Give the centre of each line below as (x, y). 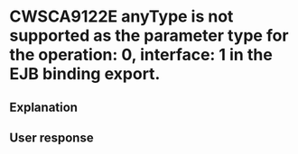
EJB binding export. (85, 74)
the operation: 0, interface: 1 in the (141, 55)
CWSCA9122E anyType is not (121, 17)
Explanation (44, 107)
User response (51, 137)
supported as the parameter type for (149, 36)
